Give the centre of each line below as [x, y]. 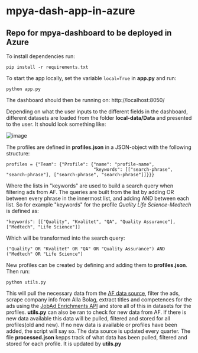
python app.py [24, 89]
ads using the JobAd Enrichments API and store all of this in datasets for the [99, 306]
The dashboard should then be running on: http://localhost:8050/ [85, 100]
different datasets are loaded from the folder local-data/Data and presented [99, 118]
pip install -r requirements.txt [47, 67]
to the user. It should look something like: [56, 124]
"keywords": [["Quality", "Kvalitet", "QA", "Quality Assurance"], [91, 222]
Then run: [18, 271]
